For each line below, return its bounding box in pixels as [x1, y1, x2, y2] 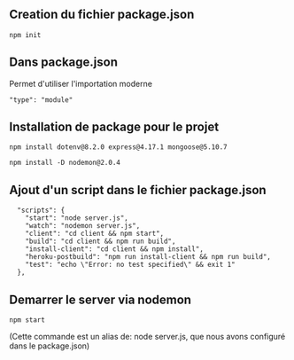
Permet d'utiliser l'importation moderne [9, 78, 153, 89]
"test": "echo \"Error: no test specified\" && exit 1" [25, 261, 236, 270]
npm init [9, 30, 42, 39]
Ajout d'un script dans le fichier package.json [9, 182, 267, 198]
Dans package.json [9, 55, 118, 70]
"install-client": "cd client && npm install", [25, 245, 204, 254]
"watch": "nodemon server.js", [25, 222, 141, 231]
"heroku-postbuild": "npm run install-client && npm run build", [25, 253, 272, 262]
